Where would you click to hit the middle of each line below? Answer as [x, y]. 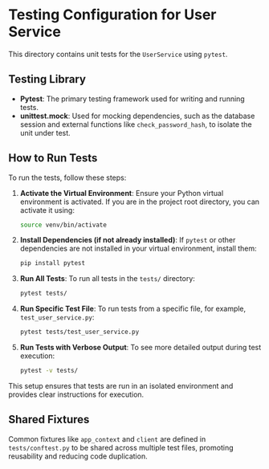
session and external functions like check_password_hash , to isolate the [136, 124]
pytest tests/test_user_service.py [79, 332]
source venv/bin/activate [63, 225]
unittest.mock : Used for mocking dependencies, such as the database [137, 116]
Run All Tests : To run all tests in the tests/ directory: [107, 279]
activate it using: [47, 210]
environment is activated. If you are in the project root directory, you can [139, 202]
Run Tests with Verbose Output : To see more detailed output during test [141, 348]
